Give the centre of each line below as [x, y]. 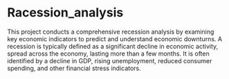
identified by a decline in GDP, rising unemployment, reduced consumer [110, 60]
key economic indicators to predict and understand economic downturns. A [115, 38]
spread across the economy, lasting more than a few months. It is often [108, 54]
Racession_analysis [65, 13]
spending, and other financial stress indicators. [74, 68]
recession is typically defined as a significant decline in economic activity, [113, 46]
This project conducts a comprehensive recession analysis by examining [111, 32]
